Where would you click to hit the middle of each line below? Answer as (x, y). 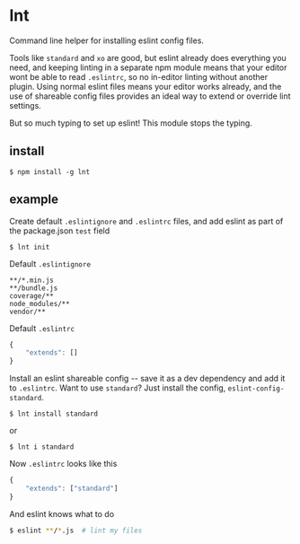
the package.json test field (60, 231)
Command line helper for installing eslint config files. (107, 40)
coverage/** (31, 296)
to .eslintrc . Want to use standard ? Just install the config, (118, 388)
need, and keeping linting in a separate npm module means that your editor (148, 67)
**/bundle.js (34, 288)
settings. (26, 105)
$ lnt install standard (54, 414)
